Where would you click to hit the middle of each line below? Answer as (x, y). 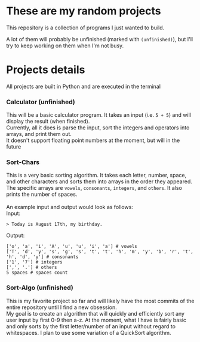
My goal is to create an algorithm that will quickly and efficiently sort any (96, 313)
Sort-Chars (23, 162)
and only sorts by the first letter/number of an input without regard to (91, 326)
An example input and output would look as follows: (70, 207)
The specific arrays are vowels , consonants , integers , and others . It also (94, 188)
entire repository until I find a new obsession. (62, 307)
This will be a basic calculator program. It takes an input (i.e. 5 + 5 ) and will (99, 115)
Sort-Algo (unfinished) (40, 287)
